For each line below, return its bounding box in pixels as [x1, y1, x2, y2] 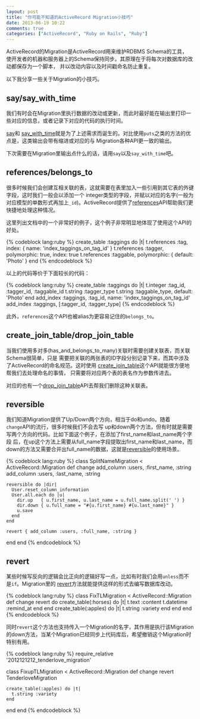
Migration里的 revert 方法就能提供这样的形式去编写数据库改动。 [21, 580, 176, 587]
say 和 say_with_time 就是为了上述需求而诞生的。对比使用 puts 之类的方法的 [6, 129, 186, 137]
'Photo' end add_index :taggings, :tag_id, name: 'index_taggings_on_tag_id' [6, 294, 190, 301]
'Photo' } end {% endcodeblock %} [6, 257, 92, 264]
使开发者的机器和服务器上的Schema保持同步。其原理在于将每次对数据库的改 [6, 55, 193, 62]
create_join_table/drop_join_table [6, 330, 134, 340]
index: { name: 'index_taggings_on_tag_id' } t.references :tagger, [6, 245, 164, 252]
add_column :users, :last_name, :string [6, 470, 101, 477]
